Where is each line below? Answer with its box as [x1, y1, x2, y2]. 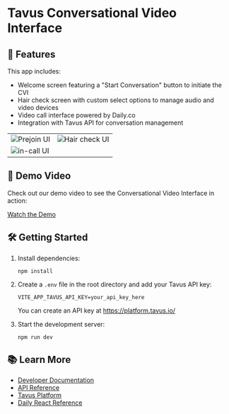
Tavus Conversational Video [7, 5, 177, 21]
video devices [17, 103, 59, 111]
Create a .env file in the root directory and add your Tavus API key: [17, 280, 212, 289]
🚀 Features [7, 48, 56, 60]
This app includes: [7, 67, 61, 75]
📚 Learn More [7, 354, 71, 366]
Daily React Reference [17, 398, 83, 407]
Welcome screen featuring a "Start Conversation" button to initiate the [17, 81, 223, 89]
